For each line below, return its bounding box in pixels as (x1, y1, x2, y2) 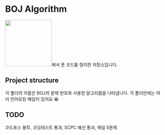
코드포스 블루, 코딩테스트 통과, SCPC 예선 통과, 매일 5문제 (5, 124, 117, 130)
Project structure (5, 76, 59, 85)
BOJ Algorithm (5, 3, 67, 15)
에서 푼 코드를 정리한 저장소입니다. (52, 62, 118, 67)
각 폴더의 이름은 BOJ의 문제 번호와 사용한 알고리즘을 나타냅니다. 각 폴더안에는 (5, 90, 155, 96)
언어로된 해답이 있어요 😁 (10, 96, 59, 102)
